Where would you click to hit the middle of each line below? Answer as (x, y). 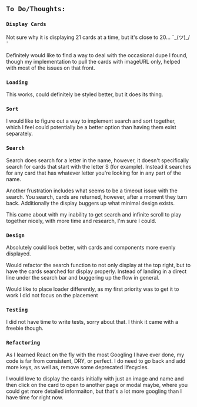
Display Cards (26, 24)
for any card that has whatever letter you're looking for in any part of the (94, 173)
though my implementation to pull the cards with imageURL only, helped (93, 61)
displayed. (19, 254)
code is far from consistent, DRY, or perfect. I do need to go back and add (96, 361)
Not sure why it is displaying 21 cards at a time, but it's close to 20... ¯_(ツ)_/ (98, 37)
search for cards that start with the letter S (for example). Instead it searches (99, 166)
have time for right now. (35, 398)
